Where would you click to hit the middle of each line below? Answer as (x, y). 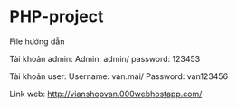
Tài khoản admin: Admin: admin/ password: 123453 (105, 58)
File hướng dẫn (37, 41)
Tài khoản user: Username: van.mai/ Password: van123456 (119, 76)
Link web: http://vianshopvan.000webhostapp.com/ (106, 94)
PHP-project (57, 17)
